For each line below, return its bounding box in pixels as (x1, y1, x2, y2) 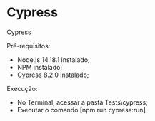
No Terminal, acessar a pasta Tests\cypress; (16, 98, 148, 107)
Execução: (6, 84, 38, 93)
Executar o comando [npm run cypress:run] (16, 105, 146, 114)
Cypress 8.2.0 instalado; (16, 70, 89, 79)
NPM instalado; (16, 63, 62, 71)
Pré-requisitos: (6, 41, 51, 50)
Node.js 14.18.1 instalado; (16, 55, 90, 64)
